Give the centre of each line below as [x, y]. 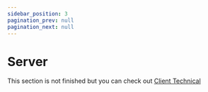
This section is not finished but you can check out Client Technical [104, 81]
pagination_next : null [41, 27]
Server [28, 61]
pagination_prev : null [41, 20]
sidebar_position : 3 [38, 14]
